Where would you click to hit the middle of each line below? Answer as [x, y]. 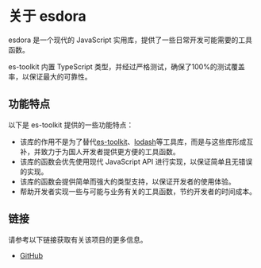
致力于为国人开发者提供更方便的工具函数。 [110, 151]
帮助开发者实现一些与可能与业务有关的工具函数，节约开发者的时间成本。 [138, 191]
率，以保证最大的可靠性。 [50, 76]
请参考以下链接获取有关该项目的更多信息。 [78, 239]
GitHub [31, 255]
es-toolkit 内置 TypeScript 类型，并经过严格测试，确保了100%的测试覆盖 [127, 66]
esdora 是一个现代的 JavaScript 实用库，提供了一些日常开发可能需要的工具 [130, 40]
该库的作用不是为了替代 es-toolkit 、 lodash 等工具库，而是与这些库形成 [133, 142]
